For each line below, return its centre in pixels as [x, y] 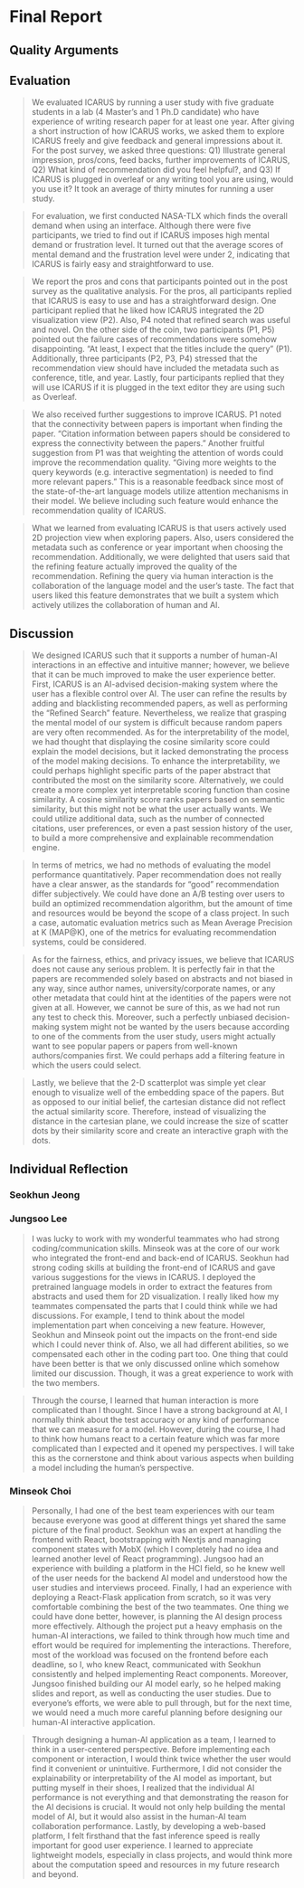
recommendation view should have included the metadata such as [155, 368]
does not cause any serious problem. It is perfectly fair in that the [153, 969]
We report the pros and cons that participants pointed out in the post [159, 281]
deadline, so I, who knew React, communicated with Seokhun [146, 1665]
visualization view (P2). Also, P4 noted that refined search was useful [161, 320]
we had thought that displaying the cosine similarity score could [151, 742]
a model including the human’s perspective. [113, 1467]
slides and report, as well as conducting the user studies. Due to [151, 1694]
